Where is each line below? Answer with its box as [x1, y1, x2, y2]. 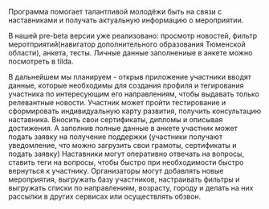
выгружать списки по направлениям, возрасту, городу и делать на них [8, 183, 254, 192]
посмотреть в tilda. [8, 56, 74, 66]
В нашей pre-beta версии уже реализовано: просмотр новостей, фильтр [8, 31, 258, 40]
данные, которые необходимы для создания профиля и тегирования [8, 80, 244, 90]
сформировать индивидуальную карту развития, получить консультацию [8, 106, 262, 116]
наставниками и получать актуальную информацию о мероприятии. [8, 15, 244, 25]
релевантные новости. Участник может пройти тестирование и [8, 98, 226, 107]
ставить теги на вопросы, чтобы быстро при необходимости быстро [8, 158, 244, 167]
